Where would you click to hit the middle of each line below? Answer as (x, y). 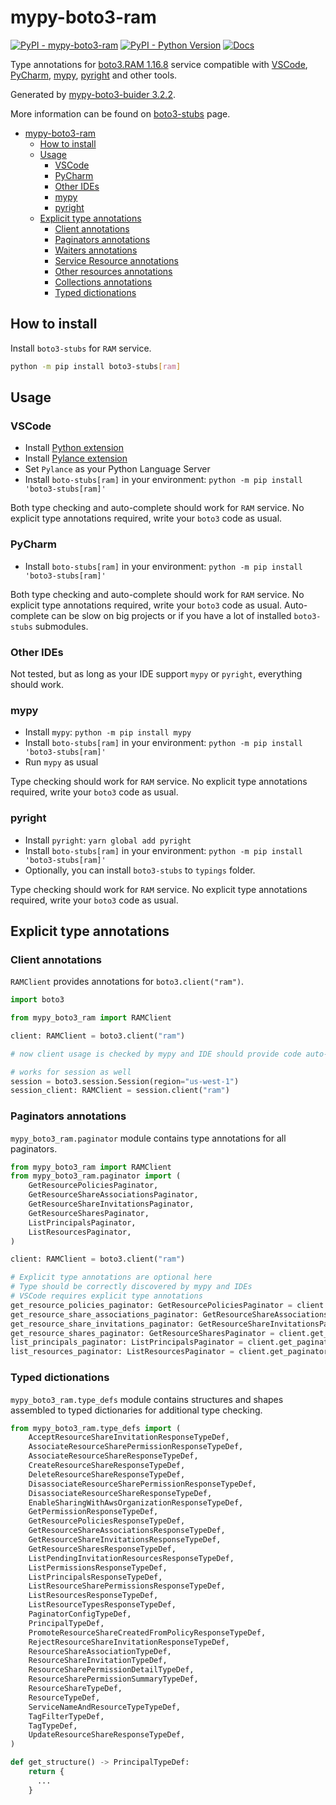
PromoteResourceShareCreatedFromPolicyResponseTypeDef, (147, 1632)
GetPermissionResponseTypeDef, (93, 1512)
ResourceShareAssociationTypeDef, (100, 1651)
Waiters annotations (96, 250)
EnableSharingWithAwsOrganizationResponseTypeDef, (136, 1502)
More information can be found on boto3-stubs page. (120, 113)
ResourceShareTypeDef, (75, 1689)
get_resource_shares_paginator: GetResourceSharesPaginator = (142, 1333)
